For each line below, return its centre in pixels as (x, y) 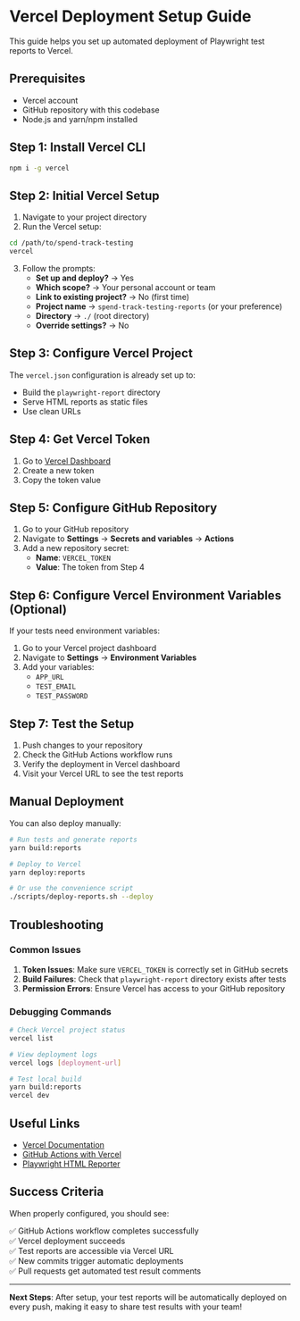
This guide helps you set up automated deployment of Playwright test (137, 41)
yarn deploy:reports (48, 873)
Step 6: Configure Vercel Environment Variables (146, 595)
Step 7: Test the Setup (72, 724)
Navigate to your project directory (84, 217)
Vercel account (50, 100)
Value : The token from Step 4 (90, 567)
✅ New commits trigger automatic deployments (96, 1260)
